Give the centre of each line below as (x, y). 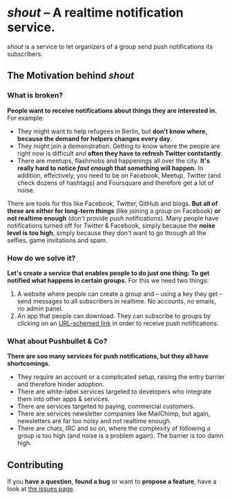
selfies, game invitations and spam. (57, 240)
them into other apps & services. (64, 399)
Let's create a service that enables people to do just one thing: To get (108, 273)
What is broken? (35, 95)
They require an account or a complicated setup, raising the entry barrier (121, 377)
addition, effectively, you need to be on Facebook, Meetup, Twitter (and (119, 175)
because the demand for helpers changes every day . (95, 138)
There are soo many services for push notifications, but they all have (108, 356)
